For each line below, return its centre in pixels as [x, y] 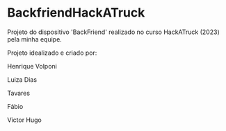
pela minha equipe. [35, 39]
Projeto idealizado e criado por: [52, 53]
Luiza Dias [22, 79]
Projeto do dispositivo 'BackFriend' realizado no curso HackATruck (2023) [114, 32]
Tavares [18, 93]
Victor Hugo [24, 120]
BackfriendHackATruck [76, 13]
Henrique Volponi [32, 66]
